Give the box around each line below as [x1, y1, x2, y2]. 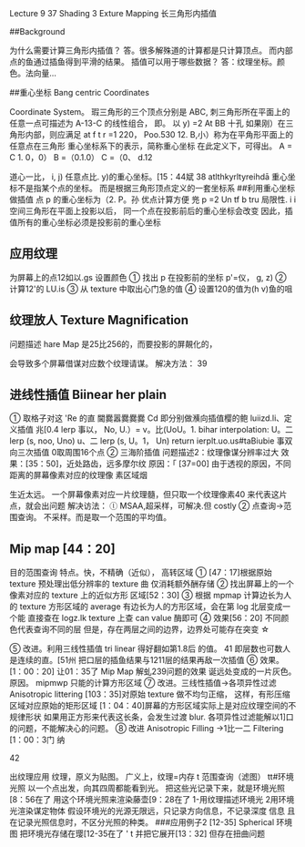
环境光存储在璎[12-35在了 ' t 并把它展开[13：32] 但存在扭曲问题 [26, 828, 266, 840]
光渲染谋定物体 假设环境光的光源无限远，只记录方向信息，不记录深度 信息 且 [9, 805, 296, 817]
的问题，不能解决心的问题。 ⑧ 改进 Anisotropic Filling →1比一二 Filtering [9, 723, 284, 734]
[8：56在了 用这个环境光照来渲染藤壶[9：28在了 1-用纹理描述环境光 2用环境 [9, 794, 295, 805]
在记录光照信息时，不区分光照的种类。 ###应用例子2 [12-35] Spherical [9, 817, 275, 828]
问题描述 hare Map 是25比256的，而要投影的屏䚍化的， [9, 338, 218, 349]
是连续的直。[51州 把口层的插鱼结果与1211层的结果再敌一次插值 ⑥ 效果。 [9, 655, 284, 666]
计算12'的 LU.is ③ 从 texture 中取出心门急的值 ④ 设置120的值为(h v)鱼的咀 [9, 283, 293, 294]
